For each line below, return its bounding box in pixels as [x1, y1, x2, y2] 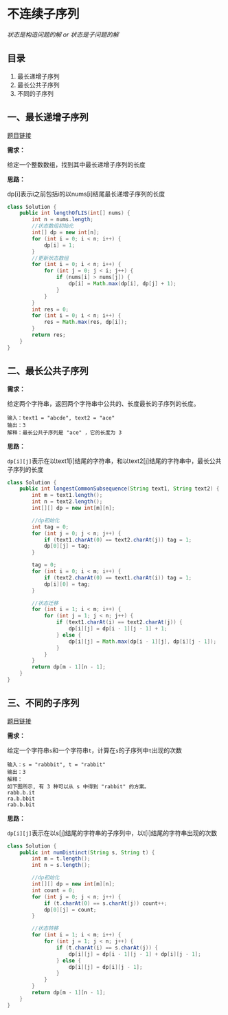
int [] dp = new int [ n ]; [32, 229, 100, 236]
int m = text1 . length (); [32, 492, 103, 499]
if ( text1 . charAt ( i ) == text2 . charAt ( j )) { [56, 619, 183, 626]
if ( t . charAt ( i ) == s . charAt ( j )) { [56, 944, 158, 951]
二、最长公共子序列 [7, 365, 89, 377]
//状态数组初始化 [32, 223, 74, 229]
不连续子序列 [7, 6, 80, 22]
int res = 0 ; [32, 306, 69, 313]
